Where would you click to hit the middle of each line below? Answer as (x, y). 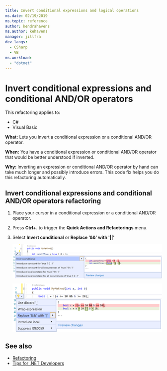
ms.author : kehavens (27, 32)
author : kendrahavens (28, 26)
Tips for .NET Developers (38, 364)
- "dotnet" (21, 63)
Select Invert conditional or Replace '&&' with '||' (63, 237)
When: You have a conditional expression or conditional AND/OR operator (81, 152)
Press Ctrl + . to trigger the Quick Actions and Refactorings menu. (80, 228)
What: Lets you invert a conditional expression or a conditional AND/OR (79, 137)
